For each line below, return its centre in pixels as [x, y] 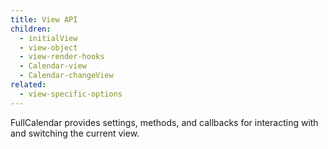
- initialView [48, 38]
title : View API [44, 19]
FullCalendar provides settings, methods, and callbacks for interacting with [164, 122]
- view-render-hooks [62, 57]
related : [28, 85]
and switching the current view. [75, 133]
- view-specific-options [71, 94]
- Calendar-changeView [66, 76]
